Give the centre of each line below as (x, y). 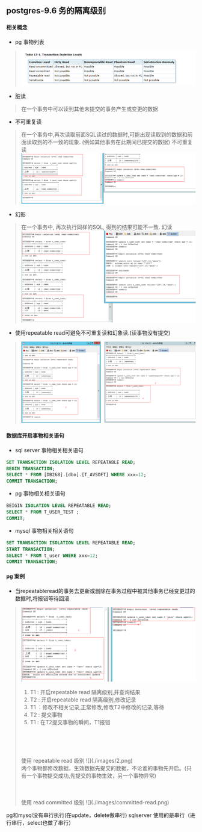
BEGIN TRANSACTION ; (31, 468)
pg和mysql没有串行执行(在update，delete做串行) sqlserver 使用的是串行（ (98, 815)
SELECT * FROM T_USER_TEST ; (43, 512)
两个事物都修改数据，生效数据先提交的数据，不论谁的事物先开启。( (103, 768)
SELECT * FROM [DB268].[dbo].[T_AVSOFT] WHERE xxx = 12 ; (76, 475)
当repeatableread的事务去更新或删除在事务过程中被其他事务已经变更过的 (105, 591)
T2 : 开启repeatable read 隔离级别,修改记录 (83, 700)
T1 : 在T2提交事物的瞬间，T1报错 (70, 722)
